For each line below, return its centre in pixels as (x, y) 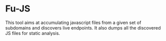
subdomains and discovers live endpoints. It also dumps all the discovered (83, 27)
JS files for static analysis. (33, 33)
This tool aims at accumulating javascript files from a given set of (73, 22)
